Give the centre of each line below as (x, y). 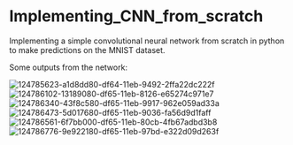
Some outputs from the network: (69, 67)
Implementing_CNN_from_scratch (136, 16)
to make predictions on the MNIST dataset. (87, 50)
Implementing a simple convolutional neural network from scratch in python (147, 41)
